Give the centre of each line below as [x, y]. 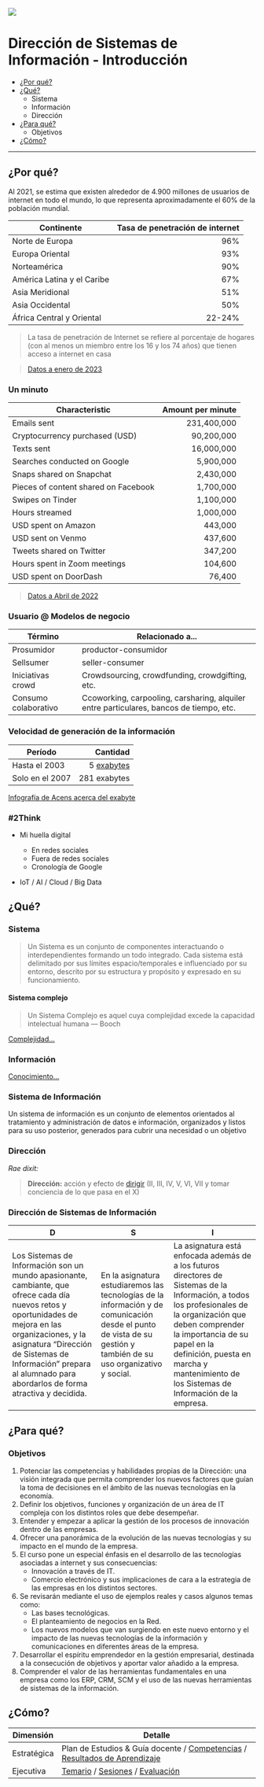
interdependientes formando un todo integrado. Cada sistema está [135, 954]
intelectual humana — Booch [74, 1024]
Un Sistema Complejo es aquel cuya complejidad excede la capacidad [141, 1015]
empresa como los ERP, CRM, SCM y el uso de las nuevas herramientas [136, 1679]
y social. [116, 1374]
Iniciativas [31, 675]
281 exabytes [104, 777]
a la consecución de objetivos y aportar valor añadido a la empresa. [129, 1663]
